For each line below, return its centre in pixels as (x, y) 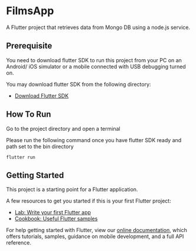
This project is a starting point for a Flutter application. (72, 189)
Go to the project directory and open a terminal (63, 128)
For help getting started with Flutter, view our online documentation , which (97, 230)
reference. (19, 243)
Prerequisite (29, 46)
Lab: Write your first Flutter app (53, 213)
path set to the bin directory (40, 146)
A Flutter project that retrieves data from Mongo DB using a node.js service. (98, 27)
